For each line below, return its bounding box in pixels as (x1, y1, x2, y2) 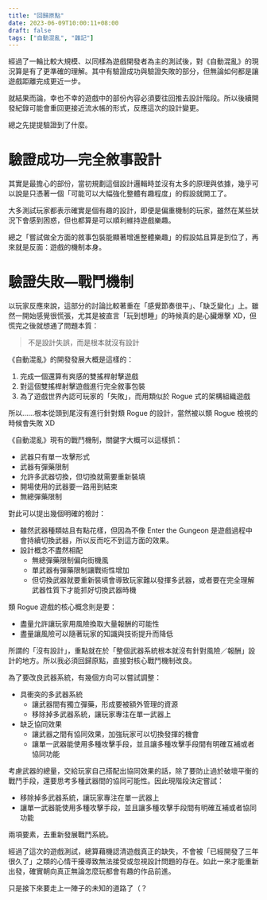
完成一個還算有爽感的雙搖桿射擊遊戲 (19, 371, 139, 382)
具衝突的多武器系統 (19, 689, 83, 700)
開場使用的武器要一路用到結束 (19, 482, 118, 491)
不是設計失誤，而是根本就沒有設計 (27, 338, 140, 347)
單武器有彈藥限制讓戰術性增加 (31, 565, 130, 575)
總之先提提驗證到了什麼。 (8, 120, 92, 130)
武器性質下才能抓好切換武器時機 (31, 585, 137, 595)
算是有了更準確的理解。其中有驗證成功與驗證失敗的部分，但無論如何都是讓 (14, 67, 259, 76)
